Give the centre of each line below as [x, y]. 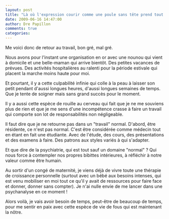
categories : [18, 33]
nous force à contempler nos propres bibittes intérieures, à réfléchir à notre [83, 155]
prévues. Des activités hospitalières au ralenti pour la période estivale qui [81, 68]
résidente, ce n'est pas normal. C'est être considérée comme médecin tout [83, 129]
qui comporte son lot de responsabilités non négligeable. [64, 114]
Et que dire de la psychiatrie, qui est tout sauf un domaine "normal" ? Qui [81, 150]
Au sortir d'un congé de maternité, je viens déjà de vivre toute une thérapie [83, 170]
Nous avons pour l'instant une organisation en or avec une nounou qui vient [84, 57]
